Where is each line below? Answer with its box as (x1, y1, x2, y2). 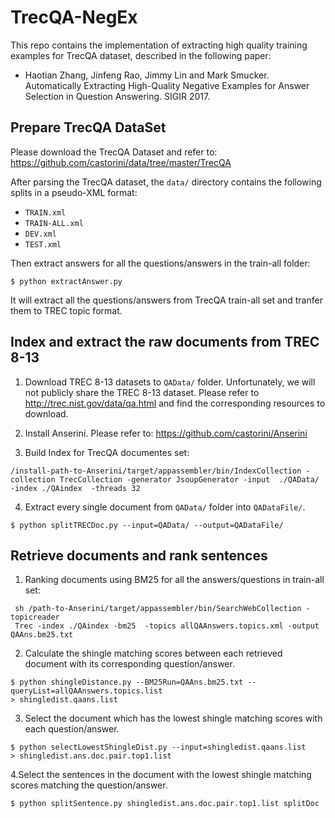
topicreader (10, 612, 60, 623)
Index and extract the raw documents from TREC (10, 334, 320, 351)
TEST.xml (24, 239, 62, 250)
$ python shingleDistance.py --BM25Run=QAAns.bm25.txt (10, 677, 244, 688)
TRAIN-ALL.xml (24, 218, 84, 228)
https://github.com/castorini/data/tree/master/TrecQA (10, 156, 232, 168)
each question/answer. (24, 723, 120, 735)
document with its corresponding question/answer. (24, 658, 235, 670)
